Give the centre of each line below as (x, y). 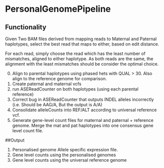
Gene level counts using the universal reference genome (69, 160)
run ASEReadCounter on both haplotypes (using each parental (75, 89)
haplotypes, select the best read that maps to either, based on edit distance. (82, 44)
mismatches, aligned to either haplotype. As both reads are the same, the (79, 59)
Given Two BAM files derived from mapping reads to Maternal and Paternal (81, 39)
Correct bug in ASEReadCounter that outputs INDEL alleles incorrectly (83, 99)
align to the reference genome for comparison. (59, 79)
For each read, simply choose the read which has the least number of (75, 53)
